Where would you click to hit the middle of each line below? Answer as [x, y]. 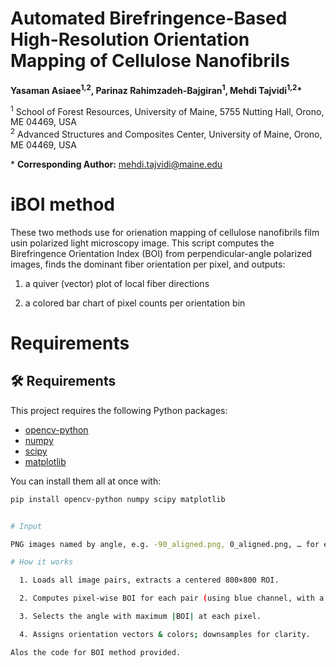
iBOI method [62, 204]
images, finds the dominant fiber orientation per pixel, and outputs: [148, 264]
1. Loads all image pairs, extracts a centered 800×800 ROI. [149, 580]
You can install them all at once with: [86, 481]
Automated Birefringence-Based [149, 18]
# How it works [42, 562]
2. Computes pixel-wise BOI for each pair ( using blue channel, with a [172, 598]
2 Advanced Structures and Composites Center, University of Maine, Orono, [166, 133]
